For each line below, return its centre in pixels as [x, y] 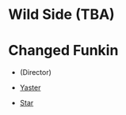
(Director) [35, 72]
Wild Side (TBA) [61, 15]
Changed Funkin [63, 51]
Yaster [30, 87]
